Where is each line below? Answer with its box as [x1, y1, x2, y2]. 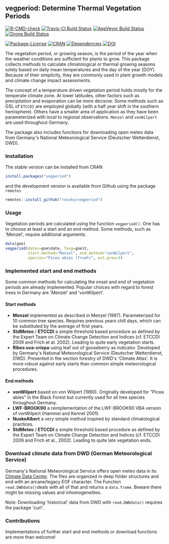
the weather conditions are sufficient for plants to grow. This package [5, 56, 150, 62]
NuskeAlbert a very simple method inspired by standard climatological [12, 416, 160, 422]
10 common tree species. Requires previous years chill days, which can [12, 318, 161, 324]
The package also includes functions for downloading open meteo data [5, 129, 154, 135]
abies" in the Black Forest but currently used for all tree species [12, 394, 145, 400]
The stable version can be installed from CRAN [5, 164, 102, 170]
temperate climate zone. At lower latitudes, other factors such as [5, 92, 140, 98]
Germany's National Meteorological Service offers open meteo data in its [5, 468, 157, 474]
